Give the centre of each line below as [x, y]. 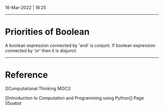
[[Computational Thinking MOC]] [38, 88]
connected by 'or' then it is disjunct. [41, 50]
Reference [26, 75]
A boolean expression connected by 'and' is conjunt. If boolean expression [80, 45]
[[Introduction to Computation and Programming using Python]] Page [74, 98]
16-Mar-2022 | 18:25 [26, 8]
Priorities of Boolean [47, 32]
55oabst [13, 103]
